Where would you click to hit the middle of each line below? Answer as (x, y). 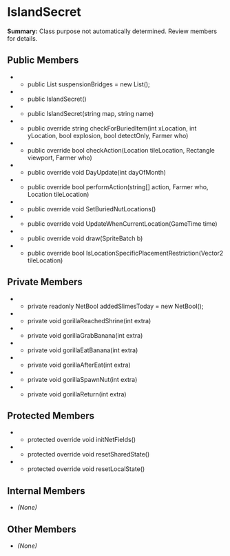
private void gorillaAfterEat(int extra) (79, 365)
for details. (22, 38)
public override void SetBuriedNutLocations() (92, 209)
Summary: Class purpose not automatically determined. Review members (112, 31)
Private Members (45, 282)
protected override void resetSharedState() (88, 454)
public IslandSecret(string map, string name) (91, 113)
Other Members (42, 529)
